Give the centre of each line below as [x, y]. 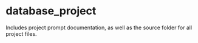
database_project [51, 11]
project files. [21, 33]
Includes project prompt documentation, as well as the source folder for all [99, 27]
